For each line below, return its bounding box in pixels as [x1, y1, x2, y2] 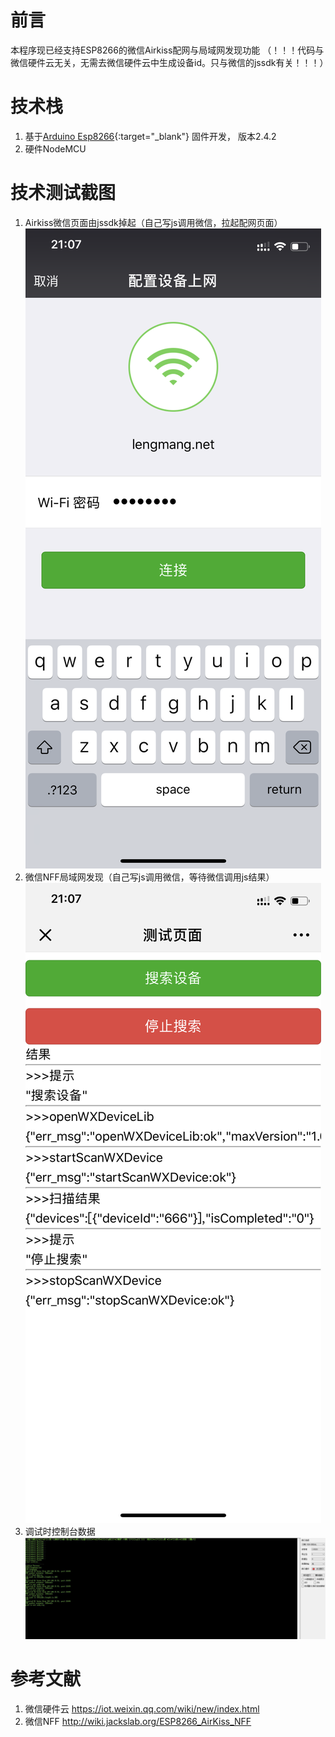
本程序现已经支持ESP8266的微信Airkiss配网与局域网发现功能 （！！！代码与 [10, 44, 325, 56]
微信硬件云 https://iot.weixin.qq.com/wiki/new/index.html [24, 1702, 260, 1715]
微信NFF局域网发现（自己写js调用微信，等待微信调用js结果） [24, 871, 275, 883]
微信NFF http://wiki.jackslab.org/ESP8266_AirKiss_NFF [24, 1715, 252, 1727]
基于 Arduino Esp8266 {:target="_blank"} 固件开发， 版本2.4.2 [24, 130, 277, 142]
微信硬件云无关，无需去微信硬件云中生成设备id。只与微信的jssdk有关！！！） [10, 56, 329, 68]
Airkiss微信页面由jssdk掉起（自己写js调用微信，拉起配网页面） [24, 216, 283, 228]
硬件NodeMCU [24, 142, 87, 155]
